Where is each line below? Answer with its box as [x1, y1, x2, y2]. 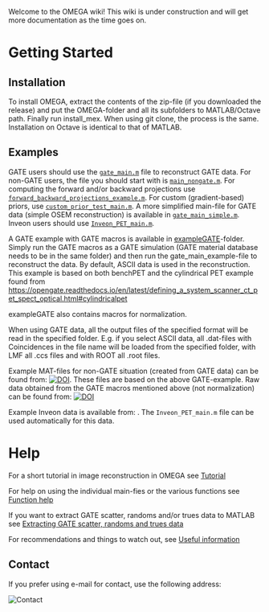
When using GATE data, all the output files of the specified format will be [8, 325, 249, 335]
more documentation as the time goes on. [8, 15, 147, 25]
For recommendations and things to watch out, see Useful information [8, 534, 240, 544]
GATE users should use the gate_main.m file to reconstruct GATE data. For [8, 166, 251, 176]
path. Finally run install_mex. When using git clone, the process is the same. [8, 114, 259, 123]
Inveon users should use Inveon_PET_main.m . [8, 218, 155, 228]
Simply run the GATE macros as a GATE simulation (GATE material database [8, 242, 259, 252]
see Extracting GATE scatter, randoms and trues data [8, 519, 184, 528]
